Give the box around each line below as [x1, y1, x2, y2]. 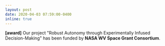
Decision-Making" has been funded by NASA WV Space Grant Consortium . [5, 35, 161, 41]
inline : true [5, 16, 32, 21]
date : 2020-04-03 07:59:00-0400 [5, 12, 72, 17]
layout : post [5, 7, 32, 12]
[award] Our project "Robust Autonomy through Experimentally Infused [5, 30, 151, 36]
